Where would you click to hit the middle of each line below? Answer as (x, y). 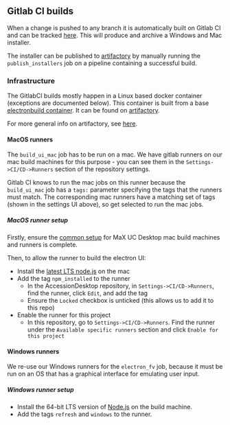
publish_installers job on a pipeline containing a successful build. (102, 63)
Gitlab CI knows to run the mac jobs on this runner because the (96, 183)
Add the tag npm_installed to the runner (73, 279)
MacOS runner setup (38, 220)
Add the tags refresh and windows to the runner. (84, 414)
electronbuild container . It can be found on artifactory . (83, 111)
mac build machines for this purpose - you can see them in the (96, 162)
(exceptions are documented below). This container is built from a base (108, 103)
